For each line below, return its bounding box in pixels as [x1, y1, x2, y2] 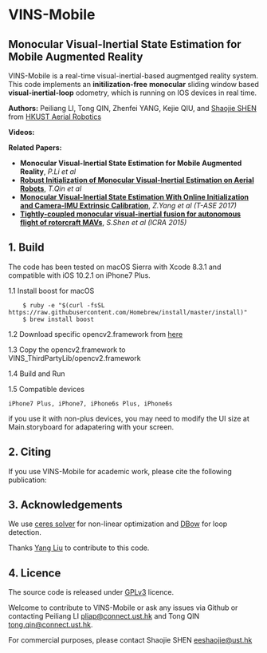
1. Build [8, 241, 45, 255]
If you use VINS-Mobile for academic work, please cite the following [8, 466, 233, 476]
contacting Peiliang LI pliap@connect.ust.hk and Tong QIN [8, 611, 200, 621]
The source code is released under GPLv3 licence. [8, 588, 174, 597]
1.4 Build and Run [8, 369, 65, 378]
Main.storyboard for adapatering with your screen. [8, 421, 174, 432]
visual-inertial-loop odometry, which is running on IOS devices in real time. [8, 88, 257, 97]
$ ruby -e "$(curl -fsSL [22, 301, 105, 309]
